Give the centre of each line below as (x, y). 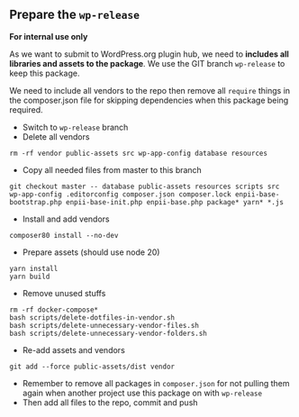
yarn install (34, 268)
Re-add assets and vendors (74, 349)
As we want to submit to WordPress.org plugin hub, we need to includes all (149, 54)
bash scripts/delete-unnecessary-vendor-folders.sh (108, 333)
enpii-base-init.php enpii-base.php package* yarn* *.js (175, 202)
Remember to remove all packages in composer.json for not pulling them (156, 383)
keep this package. (45, 73)
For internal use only (49, 36)
